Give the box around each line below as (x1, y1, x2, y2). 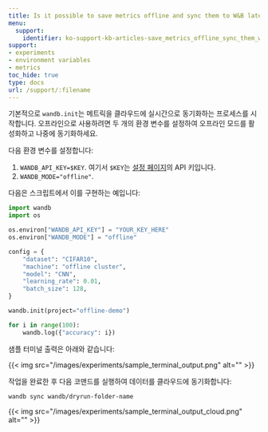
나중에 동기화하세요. (35, 129, 98, 138)
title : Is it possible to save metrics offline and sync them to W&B (8, 11, 245, 20)
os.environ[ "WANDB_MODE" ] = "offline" (8, 233, 137, 241)
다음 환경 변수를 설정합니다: (8, 145, 94, 156)
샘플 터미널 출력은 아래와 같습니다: (8, 344, 115, 354)
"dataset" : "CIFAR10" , (22, 255, 98, 264)
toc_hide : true (8, 71, 59, 79)
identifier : (22, 34, 62, 42)
